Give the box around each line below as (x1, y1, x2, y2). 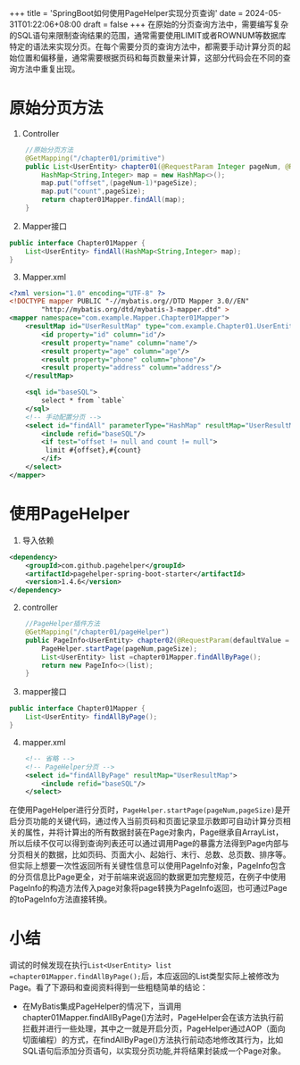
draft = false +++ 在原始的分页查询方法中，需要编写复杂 (83, 19, 289, 29)
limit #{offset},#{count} (45, 445, 142, 455)
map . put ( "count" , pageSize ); (41, 187, 146, 196)
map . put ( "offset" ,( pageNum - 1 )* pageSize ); (41, 179, 198, 187)
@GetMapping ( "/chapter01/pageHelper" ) (25, 628, 170, 637)
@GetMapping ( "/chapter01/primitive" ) (25, 154, 166, 162)
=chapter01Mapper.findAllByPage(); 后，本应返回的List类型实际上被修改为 (9, 971, 279, 982)
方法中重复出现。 (16, 63, 80, 74)
